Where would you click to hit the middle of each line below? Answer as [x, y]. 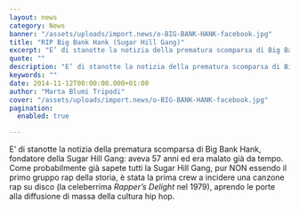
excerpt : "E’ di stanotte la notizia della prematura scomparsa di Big [145, 51]
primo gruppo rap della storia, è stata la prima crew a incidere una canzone [147, 177]
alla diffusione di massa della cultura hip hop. [92, 197]
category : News [37, 26]
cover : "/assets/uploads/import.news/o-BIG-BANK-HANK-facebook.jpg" [139, 100]
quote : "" [28, 58]
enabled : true [43, 116]
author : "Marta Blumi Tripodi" [67, 91]
